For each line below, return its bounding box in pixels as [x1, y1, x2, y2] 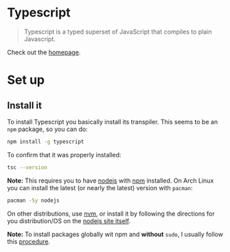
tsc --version [7, 163, 48, 171]
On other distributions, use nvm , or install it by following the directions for [7, 209, 215, 218]
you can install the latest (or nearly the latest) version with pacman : [7, 183, 194, 192]
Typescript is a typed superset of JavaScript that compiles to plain [23, 27, 212, 36]
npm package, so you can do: [7, 125, 88, 133]
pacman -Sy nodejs [7, 197, 60, 204]
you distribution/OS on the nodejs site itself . [7, 216, 131, 225]
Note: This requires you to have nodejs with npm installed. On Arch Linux [7, 176, 214, 185]
